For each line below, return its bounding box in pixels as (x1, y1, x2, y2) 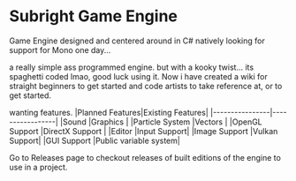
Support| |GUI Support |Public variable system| (9, 135, 181, 146)
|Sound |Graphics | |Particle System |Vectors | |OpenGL (60, 117, 262, 127)
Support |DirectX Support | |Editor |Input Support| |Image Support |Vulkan (9, 125, 278, 136)
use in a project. (9, 162, 68, 172)
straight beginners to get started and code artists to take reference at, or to (9, 80, 283, 91)
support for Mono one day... (9, 44, 111, 55)
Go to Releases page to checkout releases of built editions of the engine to (9, 152, 281, 162)
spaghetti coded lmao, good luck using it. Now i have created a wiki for (9, 71, 268, 81)
